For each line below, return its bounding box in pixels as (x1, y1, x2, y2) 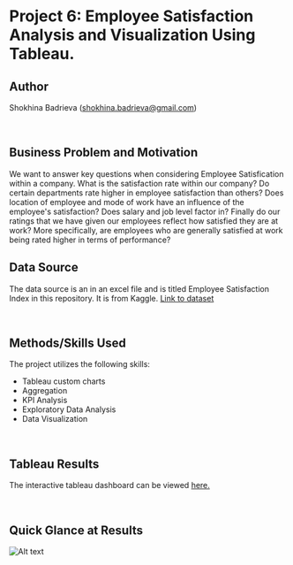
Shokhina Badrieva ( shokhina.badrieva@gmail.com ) (9, 103, 197, 112)
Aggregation (21, 386, 68, 396)
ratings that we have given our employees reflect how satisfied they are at (9, 215, 279, 226)
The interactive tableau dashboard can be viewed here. (9, 480, 210, 491)
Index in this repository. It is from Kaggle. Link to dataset (9, 293, 214, 303)
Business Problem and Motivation (9, 145, 199, 160)
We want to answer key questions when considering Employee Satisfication (9, 168, 284, 179)
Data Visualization (21, 414, 88, 424)
